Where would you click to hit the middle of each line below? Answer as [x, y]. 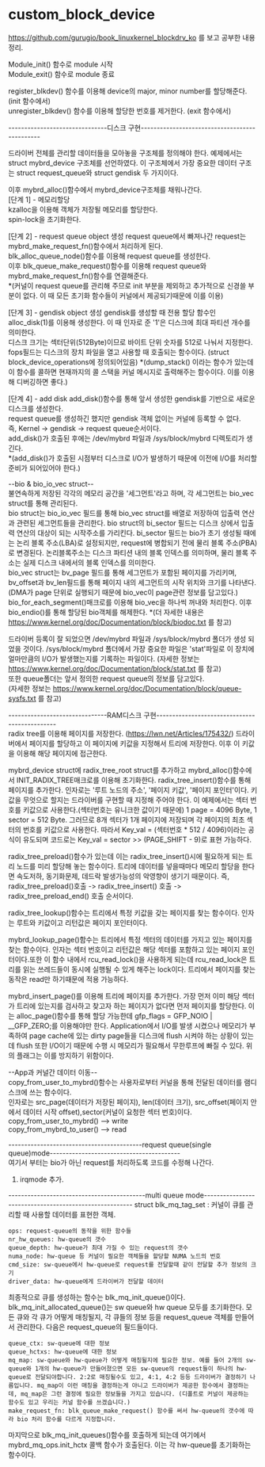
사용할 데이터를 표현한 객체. [74, 1214]
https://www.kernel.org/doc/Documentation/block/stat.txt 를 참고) [115, 668]
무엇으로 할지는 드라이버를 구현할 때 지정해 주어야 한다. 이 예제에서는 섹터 [136, 800]
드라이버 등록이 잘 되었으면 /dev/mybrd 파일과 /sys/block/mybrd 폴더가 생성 [127, 639]
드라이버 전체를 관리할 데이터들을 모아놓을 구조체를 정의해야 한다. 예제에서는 [125, 153]
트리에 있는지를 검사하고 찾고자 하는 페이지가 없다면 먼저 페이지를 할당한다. [131, 1006]
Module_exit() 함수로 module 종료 [61, 74]
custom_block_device [82, 15]
